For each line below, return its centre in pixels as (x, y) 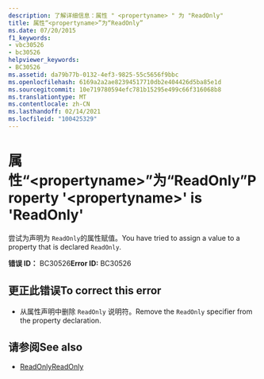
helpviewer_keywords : (44, 60)
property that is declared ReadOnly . (65, 246)
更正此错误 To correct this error (85, 291)
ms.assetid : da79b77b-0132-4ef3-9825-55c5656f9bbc (94, 75)
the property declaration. (60, 320)
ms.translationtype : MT (48, 97)
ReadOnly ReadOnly (52, 367)
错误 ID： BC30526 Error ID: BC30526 (70, 263)
